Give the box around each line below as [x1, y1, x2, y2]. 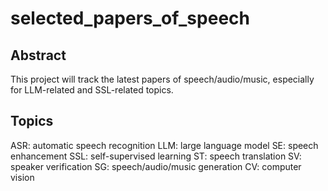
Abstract [10, 47, 67, 64]
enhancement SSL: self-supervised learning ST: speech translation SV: [10, 150, 302, 162]
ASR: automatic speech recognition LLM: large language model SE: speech [10, 139, 319, 151]
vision [10, 171, 35, 183]
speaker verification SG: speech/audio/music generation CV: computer [10, 160, 302, 172]
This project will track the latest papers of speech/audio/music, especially [10, 73, 315, 85]
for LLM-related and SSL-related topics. [10, 84, 174, 96]
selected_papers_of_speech [10, 7, 250, 30]
